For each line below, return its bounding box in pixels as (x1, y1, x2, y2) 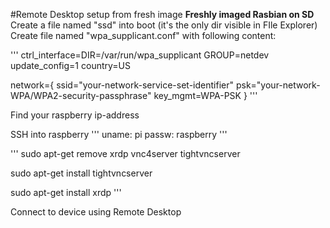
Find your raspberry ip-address (10, 109, 140, 121)
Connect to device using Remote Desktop (10, 206, 182, 218)
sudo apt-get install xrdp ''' (10, 187, 122, 198)
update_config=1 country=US (10, 60, 131, 71)
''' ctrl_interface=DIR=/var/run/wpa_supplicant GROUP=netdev (10, 49, 270, 61)
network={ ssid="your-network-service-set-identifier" (10, 79, 234, 91)
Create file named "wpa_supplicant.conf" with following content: (10, 30, 277, 41)
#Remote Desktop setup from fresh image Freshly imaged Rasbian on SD (10, 9, 315, 20)
